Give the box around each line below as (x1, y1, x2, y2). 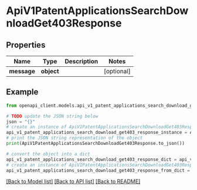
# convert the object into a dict (6, 151, 91, 157)
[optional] (103, 67, 131, 75)
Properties (6, 40, 46, 50)
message (9, 67, 35, 75)
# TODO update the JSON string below (6, 113, 98, 119)
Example (6, 87, 39, 97)
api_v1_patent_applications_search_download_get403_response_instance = (6, 130, 188, 135)
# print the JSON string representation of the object (6, 135, 143, 141)
